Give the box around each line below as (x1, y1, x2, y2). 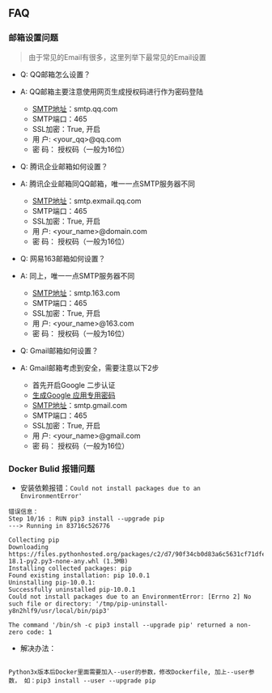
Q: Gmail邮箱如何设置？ (19, 346, 99, 355)
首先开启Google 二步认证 (32, 380, 116, 389)
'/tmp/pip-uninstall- (95, 599, 168, 608)
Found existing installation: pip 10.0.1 (8, 571, 151, 580)
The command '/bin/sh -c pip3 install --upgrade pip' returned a (8, 621, 233, 629)
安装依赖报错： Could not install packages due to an (19, 483, 201, 492)
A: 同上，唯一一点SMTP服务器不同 (19, 270, 135, 280)
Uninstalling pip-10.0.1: (8, 578, 96, 586)
